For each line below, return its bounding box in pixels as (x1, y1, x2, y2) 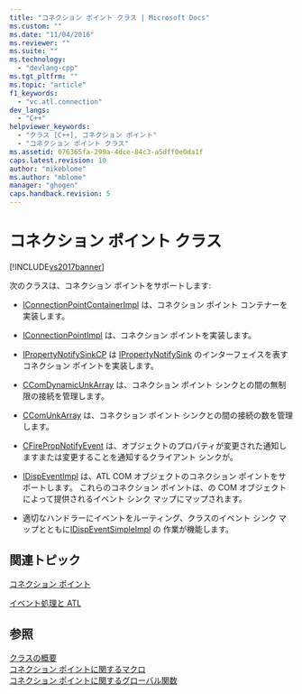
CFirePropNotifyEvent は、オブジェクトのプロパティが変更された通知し (22, 440, 287, 451)
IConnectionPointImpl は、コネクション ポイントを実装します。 (22, 329, 257, 340)
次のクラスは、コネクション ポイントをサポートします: (9, 280, 212, 291)
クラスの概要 (9, 652, 57, 663)
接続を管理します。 (38, 390, 110, 402)
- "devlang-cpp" (17, 64, 78, 73)
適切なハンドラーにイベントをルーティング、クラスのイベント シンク (22, 512, 277, 523)
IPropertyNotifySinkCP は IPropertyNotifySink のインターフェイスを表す (22, 348, 288, 359)
